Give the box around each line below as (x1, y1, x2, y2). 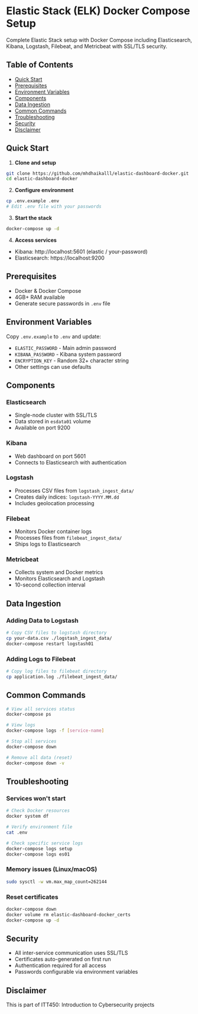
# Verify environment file (6, 824, 73, 830)
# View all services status (6, 706, 76, 712)
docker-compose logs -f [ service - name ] (6, 728, 105, 734)
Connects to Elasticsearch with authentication (14, 458, 127, 466)
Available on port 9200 (14, 424, 71, 431)
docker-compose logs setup (6, 846, 73, 852)
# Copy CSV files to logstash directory (6, 630, 108, 636)
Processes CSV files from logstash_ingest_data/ (14, 487, 135, 494)
